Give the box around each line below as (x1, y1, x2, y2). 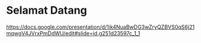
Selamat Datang (6, 4, 87, 17)
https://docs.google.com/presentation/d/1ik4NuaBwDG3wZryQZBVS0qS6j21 (6, 23, 195, 30)
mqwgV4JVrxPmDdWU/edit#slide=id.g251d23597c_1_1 (6, 29, 141, 36)
